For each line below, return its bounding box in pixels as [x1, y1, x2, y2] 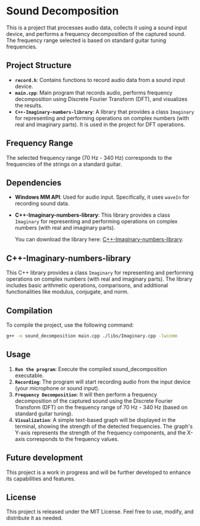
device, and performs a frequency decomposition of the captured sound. [6, 30, 186, 37]
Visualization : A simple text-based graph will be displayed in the [14, 416, 176, 423]
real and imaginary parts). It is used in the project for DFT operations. [14, 121, 186, 128]
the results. [14, 102, 43, 109]
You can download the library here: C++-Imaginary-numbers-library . [14, 236, 184, 243]
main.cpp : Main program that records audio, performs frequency [14, 89, 173, 96]
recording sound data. [14, 200, 70, 207]
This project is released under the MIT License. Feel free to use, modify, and [6, 508, 194, 515]
